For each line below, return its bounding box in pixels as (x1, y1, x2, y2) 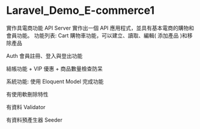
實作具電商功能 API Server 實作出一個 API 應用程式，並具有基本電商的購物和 (6, 24, 195, 31)
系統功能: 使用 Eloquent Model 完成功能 (6, 78, 104, 85)
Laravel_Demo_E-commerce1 (6, 4, 155, 17)
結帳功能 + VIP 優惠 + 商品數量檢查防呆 (6, 64, 103, 72)
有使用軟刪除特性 (6, 90, 49, 98)
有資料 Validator (6, 103, 46, 110)
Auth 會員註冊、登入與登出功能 (6, 52, 83, 59)
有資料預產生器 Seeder (6, 116, 63, 124)
